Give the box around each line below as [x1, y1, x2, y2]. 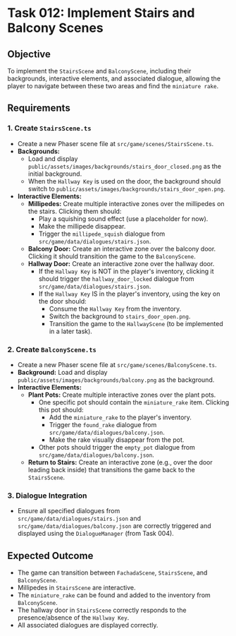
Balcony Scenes [7, 20, 104, 36]
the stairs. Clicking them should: [27, 207, 122, 215]
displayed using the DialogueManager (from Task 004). [17, 529, 174, 538]
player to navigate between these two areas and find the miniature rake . [7, 82, 219, 90]
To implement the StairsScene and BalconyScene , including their [7, 67, 192, 75]
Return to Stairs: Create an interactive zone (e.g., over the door [27, 457, 213, 467]
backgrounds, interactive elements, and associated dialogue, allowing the [7, 74, 221, 83]
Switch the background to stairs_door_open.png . [49, 312, 191, 320]
